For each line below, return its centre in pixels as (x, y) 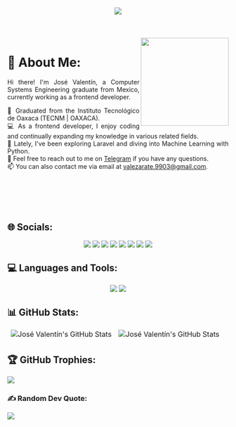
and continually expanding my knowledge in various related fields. (103, 136)
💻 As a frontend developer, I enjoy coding (73, 126)
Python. (19, 151)
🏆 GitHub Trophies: (52, 360)
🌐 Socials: (30, 228)
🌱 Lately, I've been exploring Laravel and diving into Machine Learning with (118, 144)
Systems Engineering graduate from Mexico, (73, 89)
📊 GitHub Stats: (43, 312)
